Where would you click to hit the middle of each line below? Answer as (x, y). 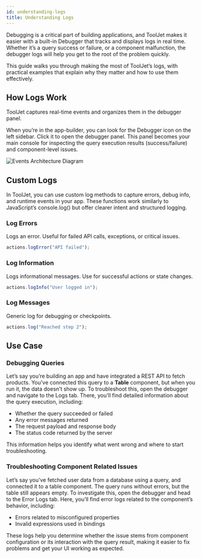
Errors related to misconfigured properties (67, 517)
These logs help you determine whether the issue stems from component (97, 535)
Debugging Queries (36, 363)
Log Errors (22, 223)
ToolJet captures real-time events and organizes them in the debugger (94, 112)
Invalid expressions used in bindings (60, 524)
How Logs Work (37, 97)
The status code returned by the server (63, 433)
